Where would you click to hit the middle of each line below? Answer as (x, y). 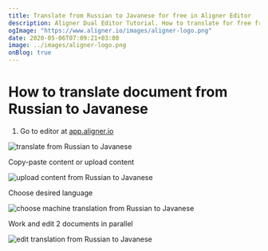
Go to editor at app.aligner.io (67, 131)
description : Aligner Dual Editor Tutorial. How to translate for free (130, 23)
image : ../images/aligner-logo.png (67, 45)
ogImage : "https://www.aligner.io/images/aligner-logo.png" (110, 30)
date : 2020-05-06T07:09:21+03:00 (64, 38)
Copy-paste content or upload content (71, 162)
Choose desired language (51, 193)
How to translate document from (118, 92)
